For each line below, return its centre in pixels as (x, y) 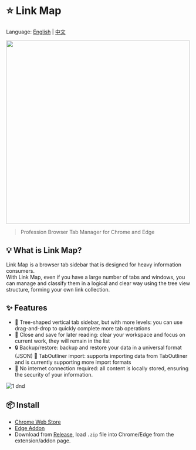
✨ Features (27, 308)
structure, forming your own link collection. (58, 289)
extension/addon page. (43, 441)
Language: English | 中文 (36, 32)
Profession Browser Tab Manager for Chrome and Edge (87, 232)
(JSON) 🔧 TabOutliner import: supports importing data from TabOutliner (101, 356)
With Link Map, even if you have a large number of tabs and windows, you (96, 277)
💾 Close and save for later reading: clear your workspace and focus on (100, 334)
